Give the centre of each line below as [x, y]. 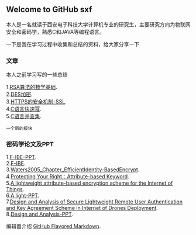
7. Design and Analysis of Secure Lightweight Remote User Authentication [94, 202]
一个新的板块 [19, 129]
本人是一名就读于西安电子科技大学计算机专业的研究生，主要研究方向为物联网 [98, 24]
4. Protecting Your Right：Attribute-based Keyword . [68, 177]
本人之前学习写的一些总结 [37, 75]
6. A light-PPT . [23, 196]
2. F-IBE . [16, 164]
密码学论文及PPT [30, 144]
